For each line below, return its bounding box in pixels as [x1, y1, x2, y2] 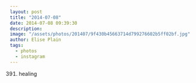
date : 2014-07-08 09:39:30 [10, 20, 78, 26]
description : [10, 25, 43, 32]
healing [18, 70, 37, 77]
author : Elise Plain [10, 37, 62, 43]
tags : [10, 43, 23, 49]
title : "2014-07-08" [10, 14, 62, 20]
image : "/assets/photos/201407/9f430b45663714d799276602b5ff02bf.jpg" [10, 31, 191, 37]
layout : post [10, 8, 43, 15]
